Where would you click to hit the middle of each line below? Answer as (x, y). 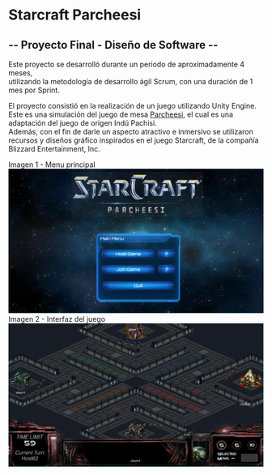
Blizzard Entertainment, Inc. (55, 149)
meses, (21, 73)
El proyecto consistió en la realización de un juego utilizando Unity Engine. (132, 106)
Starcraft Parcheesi (75, 15)
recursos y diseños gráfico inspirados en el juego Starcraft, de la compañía (134, 140)
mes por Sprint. (34, 90)
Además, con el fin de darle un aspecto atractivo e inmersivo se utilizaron (131, 132)
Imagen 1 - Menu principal (52, 165)
